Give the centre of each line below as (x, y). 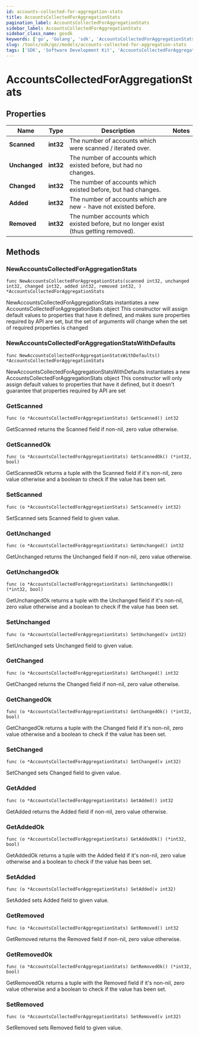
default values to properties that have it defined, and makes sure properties (98, 315)
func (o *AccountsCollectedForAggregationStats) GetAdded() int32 (90, 800)
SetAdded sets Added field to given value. (57, 900)
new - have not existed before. (112, 206)
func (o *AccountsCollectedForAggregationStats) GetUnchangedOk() (90, 585)
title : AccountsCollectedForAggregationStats (63, 17)
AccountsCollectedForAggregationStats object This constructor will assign (97, 309)
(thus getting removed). (102, 231)
